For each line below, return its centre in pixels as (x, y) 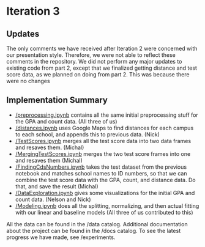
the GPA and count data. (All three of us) (66, 121)
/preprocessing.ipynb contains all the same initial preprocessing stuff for (107, 115)
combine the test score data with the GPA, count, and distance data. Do (105, 180)
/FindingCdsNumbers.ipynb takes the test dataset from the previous (101, 167)
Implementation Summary (57, 100)
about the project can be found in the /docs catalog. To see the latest (94, 230)
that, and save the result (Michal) (57, 186)
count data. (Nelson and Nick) (53, 199)
